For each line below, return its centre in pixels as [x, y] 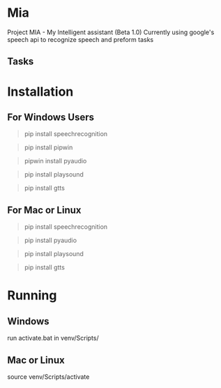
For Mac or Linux [44, 210]
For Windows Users [51, 117]
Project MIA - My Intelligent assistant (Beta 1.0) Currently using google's [111, 32]
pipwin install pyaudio [55, 161]
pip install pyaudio [51, 240]
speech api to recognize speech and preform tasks [81, 39]
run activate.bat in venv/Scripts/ [53, 338]
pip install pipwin [48, 147]
